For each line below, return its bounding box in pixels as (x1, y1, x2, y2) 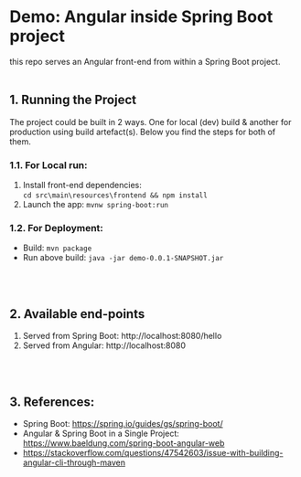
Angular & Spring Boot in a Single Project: (22, 428, 180, 439)
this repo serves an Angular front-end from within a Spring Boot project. (9, 56, 281, 67)
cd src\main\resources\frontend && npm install (22, 191, 208, 200)
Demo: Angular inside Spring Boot (9, 6, 274, 27)
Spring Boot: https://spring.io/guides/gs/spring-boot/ (22, 418, 223, 429)
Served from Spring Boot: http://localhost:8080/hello (22, 331, 222, 342)
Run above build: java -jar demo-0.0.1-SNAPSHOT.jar (22, 252, 224, 263)
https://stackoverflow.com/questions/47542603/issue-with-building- (22, 447, 284, 458)
